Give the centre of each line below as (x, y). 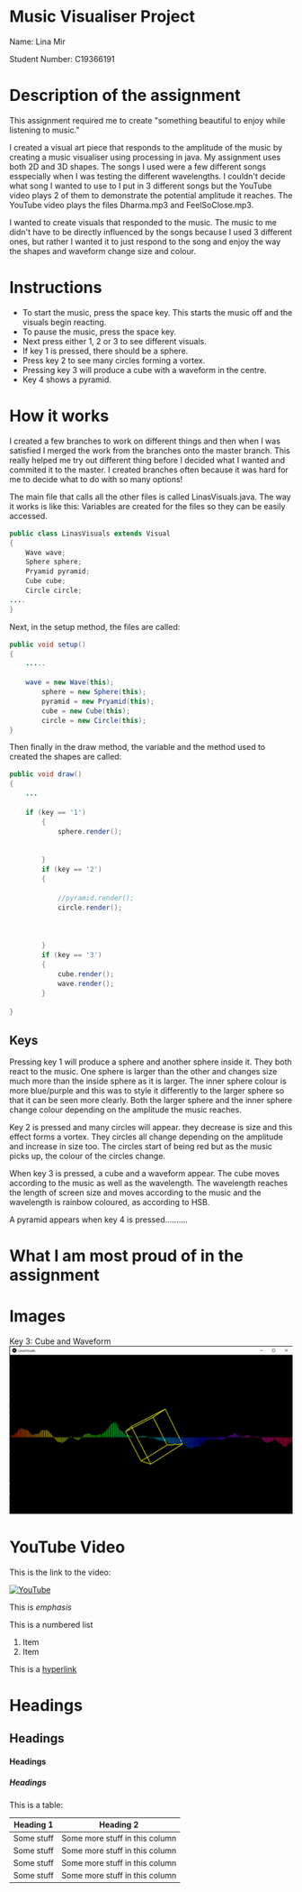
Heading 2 (119, 1825)
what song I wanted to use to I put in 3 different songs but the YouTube (141, 186)
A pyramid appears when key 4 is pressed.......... (99, 1220)
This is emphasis (40, 1607)
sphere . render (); (90, 831)
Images (37, 1316)
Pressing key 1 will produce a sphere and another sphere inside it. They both (151, 1062)
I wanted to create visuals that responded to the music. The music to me (143, 222)
